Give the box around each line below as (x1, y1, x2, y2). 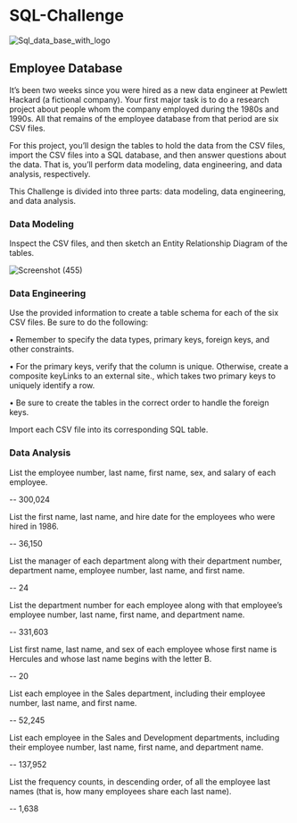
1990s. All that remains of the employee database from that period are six (9, 113, 279, 123)
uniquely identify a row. (9, 380, 95, 391)
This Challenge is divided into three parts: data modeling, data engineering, (9, 185, 286, 197)
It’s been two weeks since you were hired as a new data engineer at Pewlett (9, 84, 288, 95)
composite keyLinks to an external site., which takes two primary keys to (9, 370, 276, 381)
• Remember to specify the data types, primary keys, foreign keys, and (9, 335, 270, 345)
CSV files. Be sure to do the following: (9, 317, 149, 327)
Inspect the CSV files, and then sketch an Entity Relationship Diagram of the (9, 238, 288, 249)
